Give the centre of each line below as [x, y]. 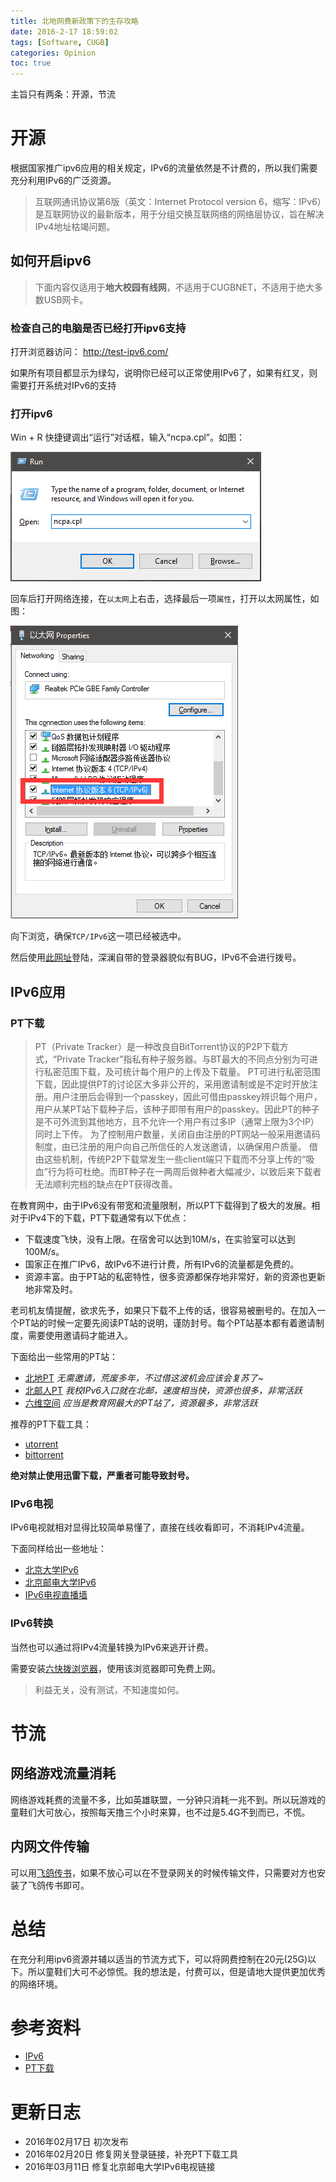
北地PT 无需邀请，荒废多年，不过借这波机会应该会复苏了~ [144, 1378]
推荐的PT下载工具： [51, 1424]
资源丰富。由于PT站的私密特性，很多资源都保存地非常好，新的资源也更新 [175, 1277]
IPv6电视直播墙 [56, 1595]
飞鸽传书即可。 [58, 1885]
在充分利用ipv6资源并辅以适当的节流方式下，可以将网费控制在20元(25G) [159, 1959]
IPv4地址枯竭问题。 [75, 227]
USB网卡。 [66, 299]
